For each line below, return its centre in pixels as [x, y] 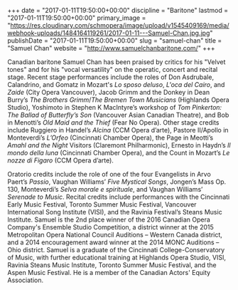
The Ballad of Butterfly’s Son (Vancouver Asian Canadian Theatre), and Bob [118, 115]
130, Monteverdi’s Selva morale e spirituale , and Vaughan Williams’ [105, 189]
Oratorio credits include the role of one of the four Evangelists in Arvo [109, 174]
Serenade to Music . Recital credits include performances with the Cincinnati [119, 197]
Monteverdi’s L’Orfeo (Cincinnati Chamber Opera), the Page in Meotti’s [110, 138]
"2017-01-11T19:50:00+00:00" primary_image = [77, 18]
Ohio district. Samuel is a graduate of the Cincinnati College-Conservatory [116, 250]
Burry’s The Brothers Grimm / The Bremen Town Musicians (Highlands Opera [118, 100]
